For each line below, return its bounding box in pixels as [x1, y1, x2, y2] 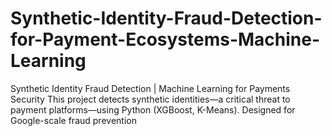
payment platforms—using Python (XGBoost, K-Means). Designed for [10, 103, 296, 116]
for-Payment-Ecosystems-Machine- [10, 28, 321, 51]
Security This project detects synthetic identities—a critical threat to [10, 93, 291, 105]
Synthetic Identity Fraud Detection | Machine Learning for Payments [10, 82, 291, 94]
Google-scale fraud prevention [10, 114, 137, 126]
